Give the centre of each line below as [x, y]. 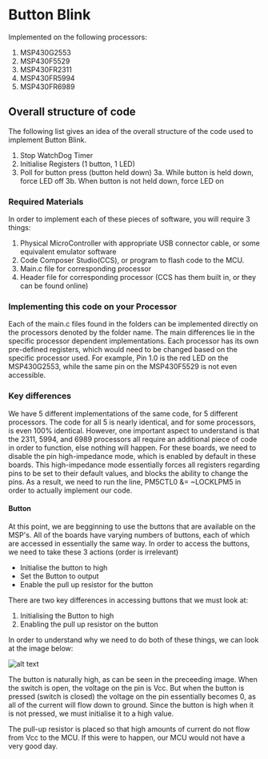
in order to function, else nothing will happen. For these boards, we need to [132, 448]
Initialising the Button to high [67, 615]
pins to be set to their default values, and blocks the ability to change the [128, 473]
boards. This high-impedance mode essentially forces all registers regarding [134, 465]
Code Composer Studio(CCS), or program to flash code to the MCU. [132, 260]
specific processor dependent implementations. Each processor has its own [134, 341]
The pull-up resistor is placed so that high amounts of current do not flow [129, 729]
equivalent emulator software [68, 252]
